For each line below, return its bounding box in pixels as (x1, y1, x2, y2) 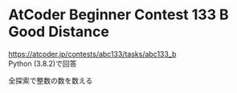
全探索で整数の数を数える (8, 75, 93, 85)
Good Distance (8, 22, 110, 41)
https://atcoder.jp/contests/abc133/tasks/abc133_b (8, 49, 177, 59)
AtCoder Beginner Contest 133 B (8, 6, 229, 24)
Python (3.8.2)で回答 (8, 59, 77, 68)
